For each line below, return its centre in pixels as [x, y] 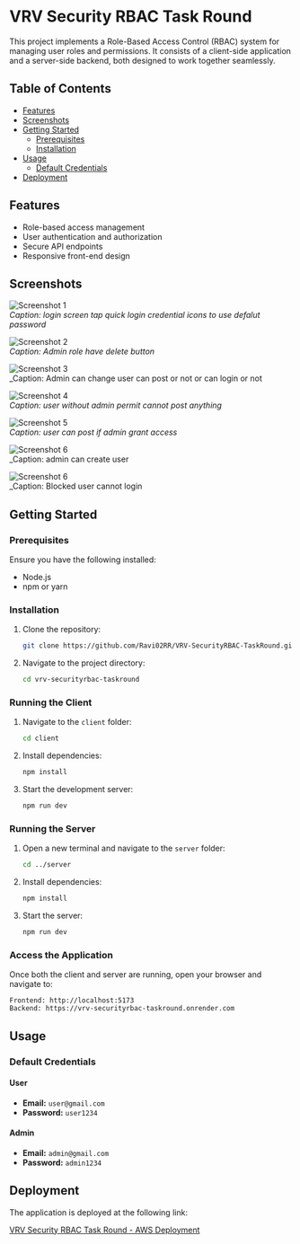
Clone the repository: [62, 630]
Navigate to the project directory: [84, 663]
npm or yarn [45, 587]
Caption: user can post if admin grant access [93, 432]
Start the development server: [78, 790]
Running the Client [51, 702]
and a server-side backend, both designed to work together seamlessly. [142, 60]
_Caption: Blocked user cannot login [76, 486]
